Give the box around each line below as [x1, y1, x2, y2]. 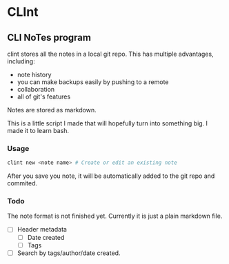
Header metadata [17, 225, 68, 234]
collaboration [17, 85, 55, 93]
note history [17, 70, 52, 79]
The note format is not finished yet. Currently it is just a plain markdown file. [7, 212, 223, 221]
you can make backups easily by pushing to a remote [17, 78, 169, 86]
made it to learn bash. [7, 127, 70, 134]
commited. [7, 179, 38, 187]
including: [7, 57, 36, 65]
